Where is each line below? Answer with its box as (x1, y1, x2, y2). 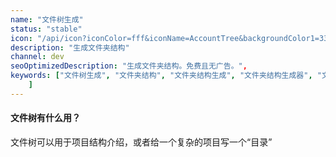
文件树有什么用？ (10, 112, 81, 124)
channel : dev (10, 52, 65, 62)
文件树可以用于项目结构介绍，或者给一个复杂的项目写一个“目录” (10, 136, 273, 148)
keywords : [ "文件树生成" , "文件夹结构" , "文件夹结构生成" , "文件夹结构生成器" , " (10, 71, 322, 81)
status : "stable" (10, 24, 83, 34)
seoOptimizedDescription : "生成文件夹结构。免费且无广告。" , (10, 61, 248, 71)
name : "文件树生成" (10, 14, 84, 25)
